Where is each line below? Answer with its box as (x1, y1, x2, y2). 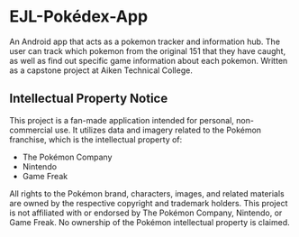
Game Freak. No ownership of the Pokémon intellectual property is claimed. (9, 216, 290, 227)
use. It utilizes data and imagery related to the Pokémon (54, 124, 262, 135)
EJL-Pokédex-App (9, 6, 149, 27)
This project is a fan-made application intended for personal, (9, 114, 234, 125)
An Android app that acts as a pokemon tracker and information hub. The (9, 36, 281, 47)
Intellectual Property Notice (9, 91, 168, 106)
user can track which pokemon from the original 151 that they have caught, (9, 45, 286, 56)
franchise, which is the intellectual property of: (9, 133, 183, 145)
